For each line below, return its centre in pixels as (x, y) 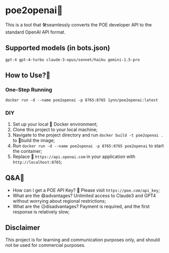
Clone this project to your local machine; (55, 130)
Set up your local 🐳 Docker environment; (55, 124)
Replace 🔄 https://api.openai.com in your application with (74, 156)
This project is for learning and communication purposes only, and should (83, 240)
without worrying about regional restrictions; (59, 201)
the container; (27, 151)
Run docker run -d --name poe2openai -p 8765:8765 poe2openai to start (88, 146)
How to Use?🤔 (28, 75)
